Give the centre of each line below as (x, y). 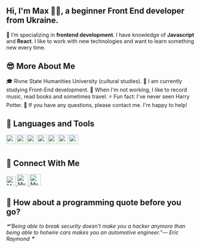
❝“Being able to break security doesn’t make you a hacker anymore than (96, 226)
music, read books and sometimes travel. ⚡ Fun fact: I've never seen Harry (98, 96)
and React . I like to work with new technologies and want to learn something (100, 41)
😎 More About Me (41, 66)
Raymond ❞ (20, 239)
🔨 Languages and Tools (50, 124)
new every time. (26, 47)
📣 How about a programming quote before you (94, 202)
